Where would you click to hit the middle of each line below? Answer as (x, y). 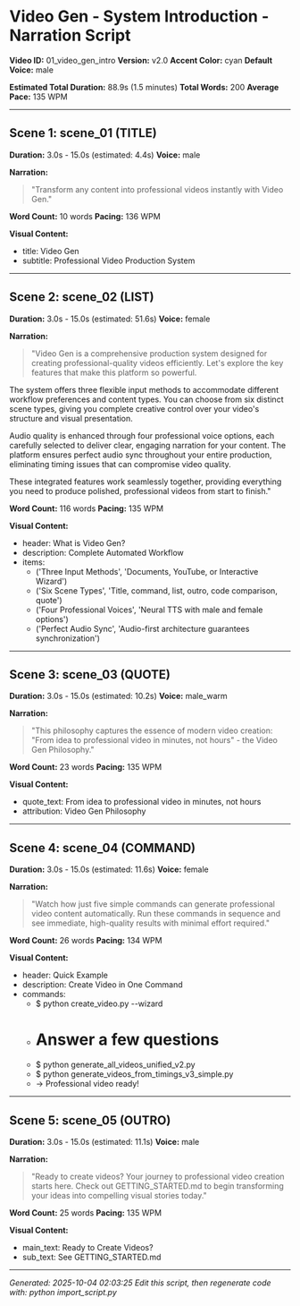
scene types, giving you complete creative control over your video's (134, 408)
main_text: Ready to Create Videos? (87, 1247)
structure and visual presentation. (71, 418)
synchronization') (68, 638)
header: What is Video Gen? (74, 542)
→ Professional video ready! (87, 1084)
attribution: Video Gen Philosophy (84, 811)
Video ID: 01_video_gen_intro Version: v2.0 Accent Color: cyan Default (141, 60)
